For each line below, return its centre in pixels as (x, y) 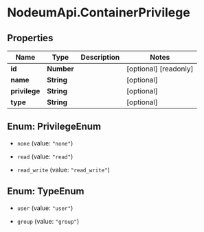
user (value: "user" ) (45, 208)
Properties (30, 38)
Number (60, 69)
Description (100, 57)
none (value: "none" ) (45, 143)
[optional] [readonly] (160, 69)
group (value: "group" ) (48, 221)
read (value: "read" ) (45, 156)
